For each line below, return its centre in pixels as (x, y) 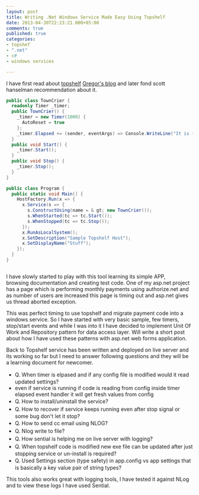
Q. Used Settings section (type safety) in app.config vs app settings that (103, 461)
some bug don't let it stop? (47, 416)
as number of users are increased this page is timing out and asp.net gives (97, 295)
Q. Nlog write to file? (40, 431)
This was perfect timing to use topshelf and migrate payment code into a (95, 313)
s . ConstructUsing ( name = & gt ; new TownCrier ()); (90, 210)
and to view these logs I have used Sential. (58, 485)
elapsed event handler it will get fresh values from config (84, 394)
